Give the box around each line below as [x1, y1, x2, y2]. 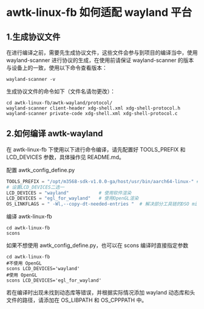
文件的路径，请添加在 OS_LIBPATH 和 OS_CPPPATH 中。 [6, 296, 148, 304]
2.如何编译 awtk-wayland [6, 128, 103, 139]
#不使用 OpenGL [6, 260, 42, 266]
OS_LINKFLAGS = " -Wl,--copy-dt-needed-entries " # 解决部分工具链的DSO [6, 201, 189, 207]
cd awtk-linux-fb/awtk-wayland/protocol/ [6, 100, 113, 106]
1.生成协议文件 [6, 32, 61, 42]
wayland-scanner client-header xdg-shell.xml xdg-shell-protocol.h [6, 105, 181, 111]
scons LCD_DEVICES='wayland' [6, 266, 80, 272]
